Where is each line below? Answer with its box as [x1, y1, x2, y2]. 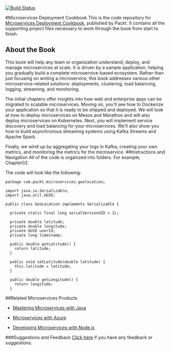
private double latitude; [10, 219, 65, 225]
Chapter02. [5, 159, 29, 166]
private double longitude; [10, 224, 67, 229]
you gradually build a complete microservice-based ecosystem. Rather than [5, 70, 164, 76]
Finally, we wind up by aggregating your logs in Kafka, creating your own [5, 143, 158, 149]
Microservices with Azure [12, 314, 66, 321]
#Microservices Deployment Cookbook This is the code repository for [5, 15, 151, 20]
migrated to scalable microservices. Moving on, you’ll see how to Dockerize [5, 101, 163, 107]
